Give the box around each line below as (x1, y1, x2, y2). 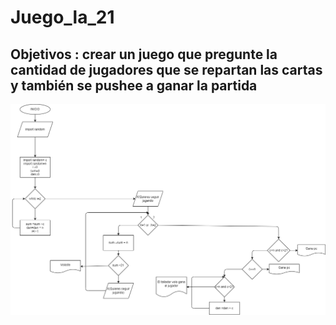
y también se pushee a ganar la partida (10, 77, 258, 94)
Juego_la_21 (10, 6, 115, 29)
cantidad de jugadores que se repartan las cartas (10, 61, 323, 78)
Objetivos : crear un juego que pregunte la (10, 46, 278, 63)
